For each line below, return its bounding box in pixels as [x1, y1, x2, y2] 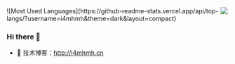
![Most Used [6, 7, 43, 15]
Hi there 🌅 [6, 32, 41, 41]
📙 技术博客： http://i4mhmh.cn [16, 49, 104, 57]
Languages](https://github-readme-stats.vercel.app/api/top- [43, 7, 219, 15]
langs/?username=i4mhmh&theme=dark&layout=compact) [6, 14, 177, 23]
